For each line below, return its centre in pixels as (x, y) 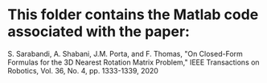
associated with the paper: (99, 32)
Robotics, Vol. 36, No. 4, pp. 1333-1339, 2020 (83, 70)
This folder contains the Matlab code (133, 15)
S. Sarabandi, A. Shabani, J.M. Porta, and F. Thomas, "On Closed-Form (125, 53)
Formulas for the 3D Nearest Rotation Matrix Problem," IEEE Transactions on (133, 62)
